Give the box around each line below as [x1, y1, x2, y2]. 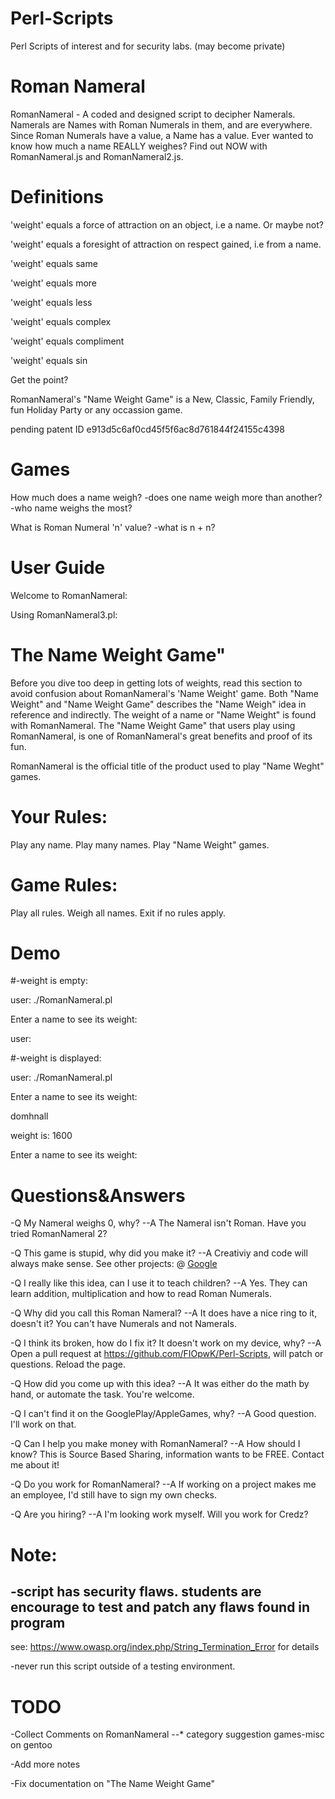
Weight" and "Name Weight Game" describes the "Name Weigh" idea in [10, 698, 307, 710]
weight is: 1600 [10, 1130, 73, 1142]
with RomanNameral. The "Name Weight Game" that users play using [10, 719, 296, 731]
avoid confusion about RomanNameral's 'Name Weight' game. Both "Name [10, 687, 319, 699]
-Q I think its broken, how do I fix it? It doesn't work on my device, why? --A [10, 1337, 322, 1349]
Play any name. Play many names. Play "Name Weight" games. [10, 838, 270, 851]
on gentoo [10, 1739, 53, 1751]
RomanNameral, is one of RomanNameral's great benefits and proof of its [10, 730, 313, 742]
